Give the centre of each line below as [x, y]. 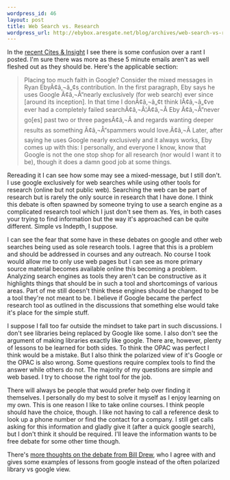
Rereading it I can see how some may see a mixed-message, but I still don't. [114, 175]
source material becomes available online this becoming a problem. [102, 269]
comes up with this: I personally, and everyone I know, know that [115, 148]
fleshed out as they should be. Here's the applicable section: [93, 67]
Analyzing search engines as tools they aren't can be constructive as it [107, 276]
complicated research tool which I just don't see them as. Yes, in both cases [114, 212]
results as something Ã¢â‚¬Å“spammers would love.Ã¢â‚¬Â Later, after [123, 130]
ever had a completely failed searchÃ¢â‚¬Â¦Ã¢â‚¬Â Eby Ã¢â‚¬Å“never [122, 110]
